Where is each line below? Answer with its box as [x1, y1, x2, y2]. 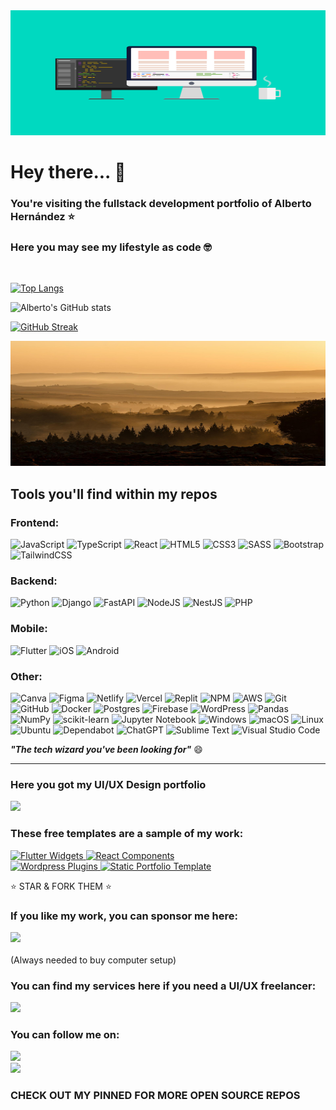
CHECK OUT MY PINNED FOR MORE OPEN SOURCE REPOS [10, 1089, 301, 1103]
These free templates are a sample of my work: [10, 827, 244, 841]
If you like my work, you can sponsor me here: [10, 909, 238, 923]
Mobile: [10, 622, 48, 636]
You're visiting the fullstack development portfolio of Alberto [10, 197, 312, 211]
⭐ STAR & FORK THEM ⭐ [10, 880, 112, 892]
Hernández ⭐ [10, 210, 76, 224]
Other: [10, 669, 43, 683]
